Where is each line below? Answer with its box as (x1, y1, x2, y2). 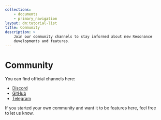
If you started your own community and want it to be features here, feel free (5, 105, 156, 111)
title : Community (5, 25, 40, 30)
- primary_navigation (14, 16, 57, 21)
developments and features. (14, 39, 70, 44)
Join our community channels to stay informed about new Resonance (14, 34, 152, 39)
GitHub (12, 90, 27, 96)
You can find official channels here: (5, 76, 76, 82)
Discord (12, 85, 28, 91)
